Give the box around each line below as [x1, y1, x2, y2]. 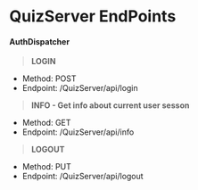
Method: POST [21, 73, 77, 84]
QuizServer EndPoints [9, 6, 177, 27]
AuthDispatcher [9, 36, 70, 46]
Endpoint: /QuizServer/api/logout [21, 171, 144, 182]
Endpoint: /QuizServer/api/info [21, 127, 135, 137]
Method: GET [21, 118, 71, 128]
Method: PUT [21, 161, 71, 172]
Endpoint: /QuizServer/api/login [21, 83, 138, 94]
